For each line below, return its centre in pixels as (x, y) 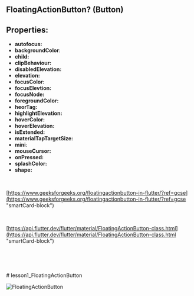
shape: (23, 170)
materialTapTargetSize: (44, 139)
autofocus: (28, 44)
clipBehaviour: (33, 63)
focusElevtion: (33, 88)
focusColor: (30, 82)
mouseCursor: (33, 151)
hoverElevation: (34, 126)
